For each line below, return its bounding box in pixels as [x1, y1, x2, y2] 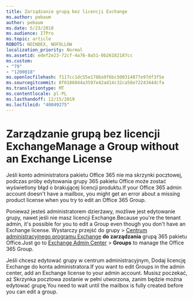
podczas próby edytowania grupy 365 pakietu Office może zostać [6, 178, 167, 185]
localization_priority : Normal [6, 47, 83, 53]
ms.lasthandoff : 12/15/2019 [6, 96, 75, 102]
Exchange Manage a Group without [6, 140, 179, 153]
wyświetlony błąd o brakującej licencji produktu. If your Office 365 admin [6, 184, 182, 191]
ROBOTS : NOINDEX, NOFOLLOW [6, 42, 72, 48]
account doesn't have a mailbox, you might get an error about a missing [6, 190, 181, 197]
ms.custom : [6, 58, 33, 64]
